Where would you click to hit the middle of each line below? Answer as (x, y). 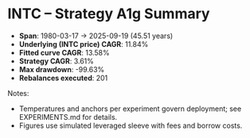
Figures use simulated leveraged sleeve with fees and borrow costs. (131, 125)
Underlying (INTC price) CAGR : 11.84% (84, 44)
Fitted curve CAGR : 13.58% (64, 52)
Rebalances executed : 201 (63, 78)
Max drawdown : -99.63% (62, 69)
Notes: (18, 93)
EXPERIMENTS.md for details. (68, 117)
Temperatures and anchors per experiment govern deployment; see (130, 109)
